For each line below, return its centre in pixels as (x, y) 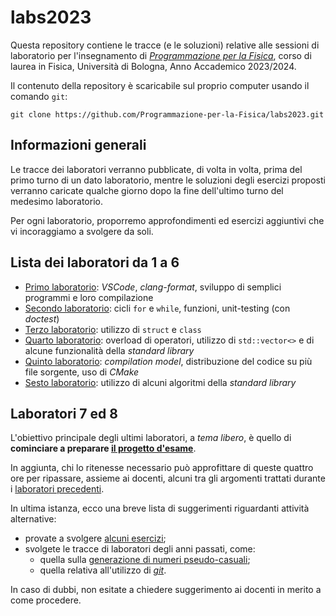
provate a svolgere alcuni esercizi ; (95, 538)
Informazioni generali (78, 145)
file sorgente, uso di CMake (82, 372)
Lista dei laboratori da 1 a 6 (95, 262)
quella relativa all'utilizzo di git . (103, 570)
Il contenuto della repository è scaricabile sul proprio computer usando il (160, 85)
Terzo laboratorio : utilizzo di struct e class (113, 329)
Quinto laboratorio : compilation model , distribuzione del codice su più (168, 361)
